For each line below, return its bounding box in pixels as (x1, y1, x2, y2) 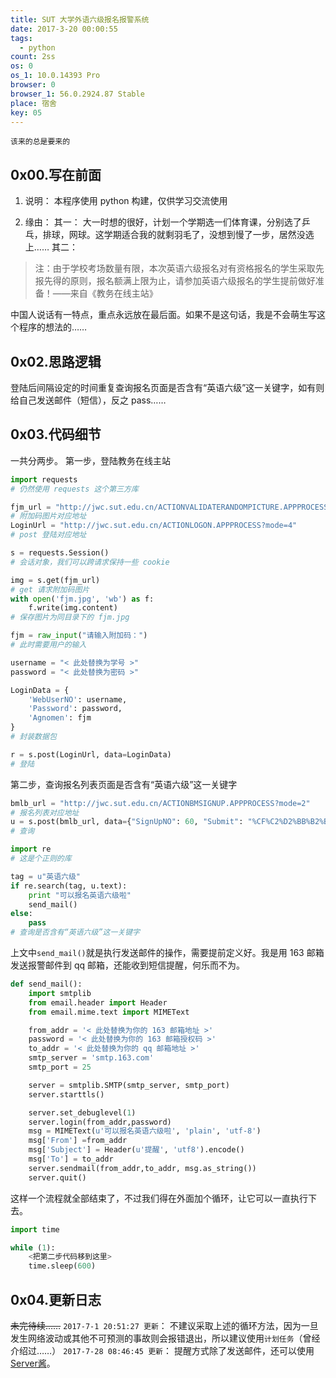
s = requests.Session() (10, 548, 110, 558)
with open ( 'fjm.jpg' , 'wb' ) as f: (10, 594, 155, 604)
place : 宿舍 (10, 98, 57, 108)
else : (10, 909, 33, 919)
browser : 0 (10, 80, 56, 90)
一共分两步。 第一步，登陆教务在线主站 (10, 454, 171, 466)
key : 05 (10, 107, 43, 118)
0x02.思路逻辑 (10, 353, 102, 370)
